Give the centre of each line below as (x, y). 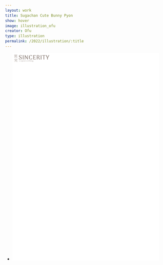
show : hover (17, 20)
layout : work (18, 10)
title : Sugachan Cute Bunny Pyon (39, 15)
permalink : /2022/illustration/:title (44, 41)
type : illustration (25, 36)
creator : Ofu (18, 31)
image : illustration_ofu (30, 26)
